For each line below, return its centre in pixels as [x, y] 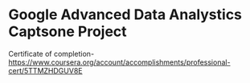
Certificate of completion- [51, 53]
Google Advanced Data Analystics [125, 15]
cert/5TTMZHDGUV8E [45, 70]
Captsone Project [68, 32]
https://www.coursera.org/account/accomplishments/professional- [119, 62]
